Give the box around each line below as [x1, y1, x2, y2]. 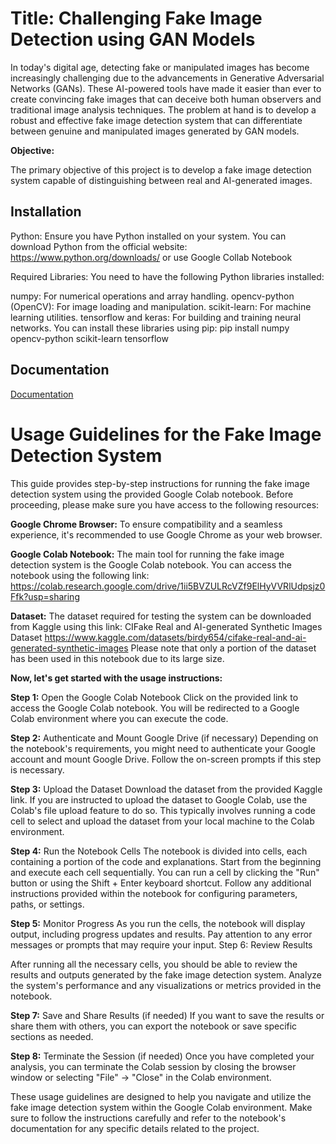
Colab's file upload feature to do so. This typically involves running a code [10, 804, 316, 816]
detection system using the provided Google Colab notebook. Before [10, 488, 294, 500]
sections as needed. [10, 1030, 94, 1042]
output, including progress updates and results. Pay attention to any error [10, 928, 313, 940]
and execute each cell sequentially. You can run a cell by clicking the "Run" [10, 866, 320, 878]
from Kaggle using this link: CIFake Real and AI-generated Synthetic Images [10, 620, 323, 632]
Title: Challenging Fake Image [10, 7, 263, 30]
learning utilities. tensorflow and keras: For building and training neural [10, 311, 302, 323]
